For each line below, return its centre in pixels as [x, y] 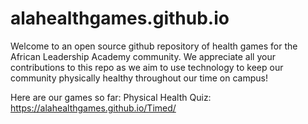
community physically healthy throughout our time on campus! [139, 78]
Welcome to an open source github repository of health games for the [154, 46]
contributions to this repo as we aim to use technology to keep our [147, 67]
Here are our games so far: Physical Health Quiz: [111, 97]
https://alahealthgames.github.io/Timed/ [93, 108]
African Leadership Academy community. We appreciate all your [143, 56]
